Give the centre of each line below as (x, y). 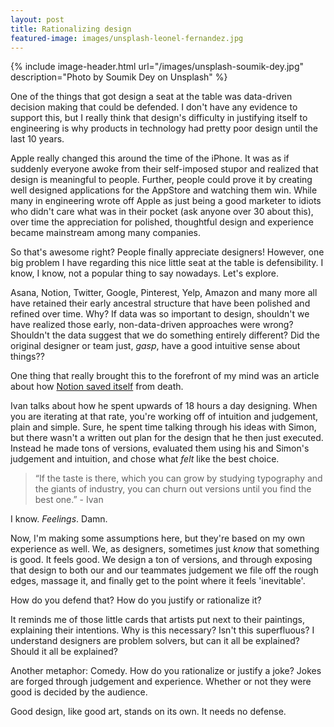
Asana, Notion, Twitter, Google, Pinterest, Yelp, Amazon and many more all (164, 293)
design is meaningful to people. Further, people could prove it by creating (161, 180)
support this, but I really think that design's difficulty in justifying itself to (159, 118)
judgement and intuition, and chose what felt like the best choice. (145, 459)
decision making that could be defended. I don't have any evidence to (154, 107)
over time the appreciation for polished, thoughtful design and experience (162, 222)
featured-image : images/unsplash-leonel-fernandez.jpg (127, 38)
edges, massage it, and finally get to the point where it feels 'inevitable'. (158, 581)
